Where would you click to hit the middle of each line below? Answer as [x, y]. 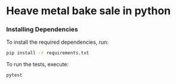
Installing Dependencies [42, 30]
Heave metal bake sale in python [89, 11]
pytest [14, 75]
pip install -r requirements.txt [48, 53]
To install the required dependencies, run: [58, 42]
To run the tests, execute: [38, 64]
